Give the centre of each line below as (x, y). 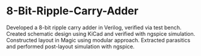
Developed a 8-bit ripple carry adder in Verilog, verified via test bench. (94, 27)
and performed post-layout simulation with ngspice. (70, 46)
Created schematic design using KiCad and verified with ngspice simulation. (101, 33)
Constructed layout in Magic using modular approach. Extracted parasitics (98, 40)
